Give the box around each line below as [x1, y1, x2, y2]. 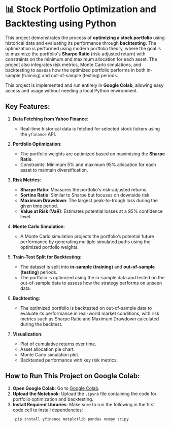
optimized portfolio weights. [20, 244, 79, 250]
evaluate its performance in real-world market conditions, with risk [20, 310, 160, 316]
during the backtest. [20, 321, 62, 327]
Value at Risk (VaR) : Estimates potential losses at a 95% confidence [20, 208, 163, 214]
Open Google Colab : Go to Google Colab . [12, 385, 100, 391]
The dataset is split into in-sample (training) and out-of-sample [20, 264, 155, 270]
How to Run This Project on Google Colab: [5, 372, 141, 380]
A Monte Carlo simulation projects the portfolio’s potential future [20, 233, 154, 239]
